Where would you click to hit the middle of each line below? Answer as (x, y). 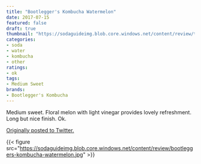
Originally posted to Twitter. (40, 130)
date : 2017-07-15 (28, 17)
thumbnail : (20, 34)
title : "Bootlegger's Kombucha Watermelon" (61, 12)
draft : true (21, 28)
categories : (21, 40)
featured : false (26, 23)
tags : (13, 78)
